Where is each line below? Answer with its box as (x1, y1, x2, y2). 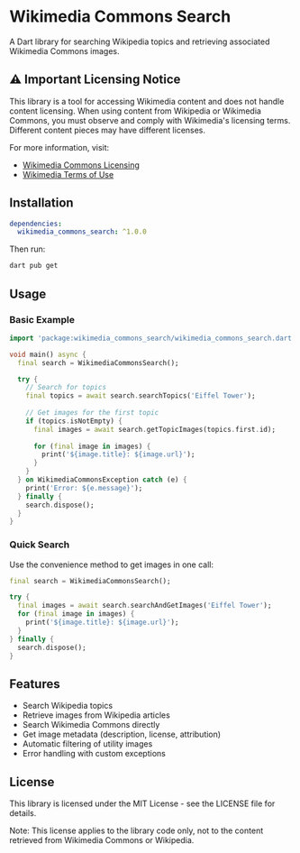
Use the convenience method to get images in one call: (9, 559, 214, 570)
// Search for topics (25, 383, 106, 392)
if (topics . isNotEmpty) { (25, 417, 123, 426)
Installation (9, 196, 74, 211)
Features (9, 676, 60, 692)
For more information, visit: (9, 142, 110, 152)
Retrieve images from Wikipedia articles (22, 710, 171, 720)
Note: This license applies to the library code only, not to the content (9, 825, 264, 836)
